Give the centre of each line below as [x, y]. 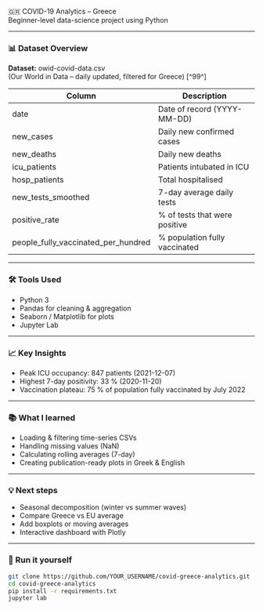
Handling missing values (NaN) [69, 446]
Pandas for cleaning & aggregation [75, 308]
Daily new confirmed [196, 132]
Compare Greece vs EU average [71, 516]
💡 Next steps [33, 491]
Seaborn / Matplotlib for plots [67, 316]
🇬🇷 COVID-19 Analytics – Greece [62, 11]
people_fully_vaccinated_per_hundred [81, 242]
